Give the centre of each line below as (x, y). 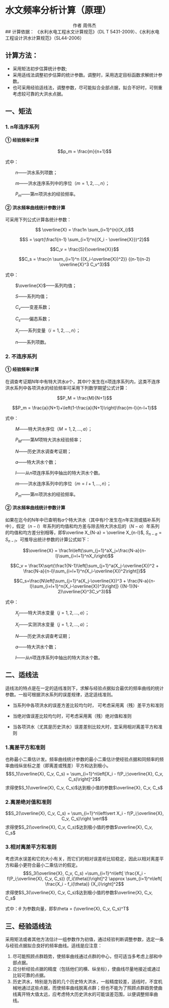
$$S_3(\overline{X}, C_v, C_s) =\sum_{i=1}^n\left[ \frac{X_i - (84, 873)
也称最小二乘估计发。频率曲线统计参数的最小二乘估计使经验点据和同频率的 (82, 759)
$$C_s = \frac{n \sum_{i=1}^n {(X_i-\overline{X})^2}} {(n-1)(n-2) (84, 259)
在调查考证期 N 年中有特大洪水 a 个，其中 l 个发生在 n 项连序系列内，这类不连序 (83, 381)
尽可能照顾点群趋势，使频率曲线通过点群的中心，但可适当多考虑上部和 (85, 956)
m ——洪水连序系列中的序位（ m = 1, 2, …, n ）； (62, 183)
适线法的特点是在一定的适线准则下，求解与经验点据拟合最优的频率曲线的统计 (84, 688)
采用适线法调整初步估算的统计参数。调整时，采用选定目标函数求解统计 (85, 75)
